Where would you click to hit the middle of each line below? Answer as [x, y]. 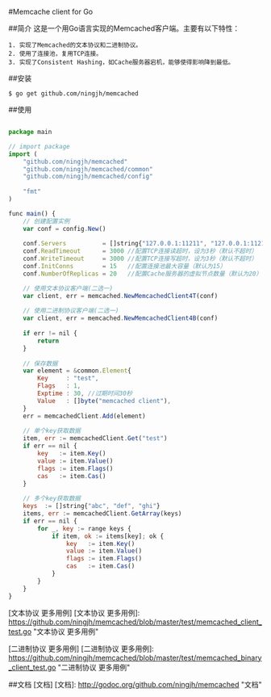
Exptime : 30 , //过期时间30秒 [85, 393]
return [48, 341]
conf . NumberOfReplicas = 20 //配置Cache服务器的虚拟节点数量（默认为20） [142, 274]
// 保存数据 [40, 363]
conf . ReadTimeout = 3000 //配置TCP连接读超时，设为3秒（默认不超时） [140, 251]
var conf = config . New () [65, 229]
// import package [39, 146]
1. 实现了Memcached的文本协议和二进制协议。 [75, 45]
